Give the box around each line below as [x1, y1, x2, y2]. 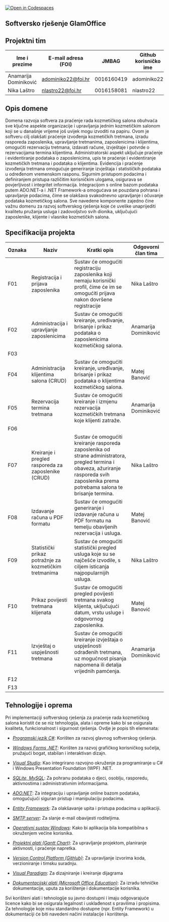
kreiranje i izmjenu [74, 398, 118, 405]
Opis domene [5, 104, 48, 113]
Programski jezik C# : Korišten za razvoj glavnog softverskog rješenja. [12, 735, 157, 741]
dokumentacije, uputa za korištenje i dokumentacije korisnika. [12, 885, 141, 891]
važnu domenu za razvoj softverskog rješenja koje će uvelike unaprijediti [5, 203, 156, 209]
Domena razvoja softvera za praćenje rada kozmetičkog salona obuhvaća [5, 117, 157, 123]
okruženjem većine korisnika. [12, 830, 73, 836]
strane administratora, [74, 452, 127, 459]
